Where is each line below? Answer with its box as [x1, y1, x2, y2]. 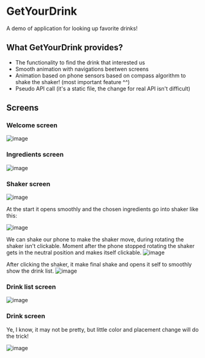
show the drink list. [6, 267, 54, 274]
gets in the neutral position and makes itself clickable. [6, 249, 142, 256]
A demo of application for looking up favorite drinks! [6, 25, 138, 32]
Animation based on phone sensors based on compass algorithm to [15, 72, 186, 79]
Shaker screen [6, 179, 51, 188]
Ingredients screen [6, 150, 64, 159]
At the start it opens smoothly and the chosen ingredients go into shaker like [6, 206, 199, 213]
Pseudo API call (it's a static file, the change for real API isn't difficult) [15, 85, 191, 92]
